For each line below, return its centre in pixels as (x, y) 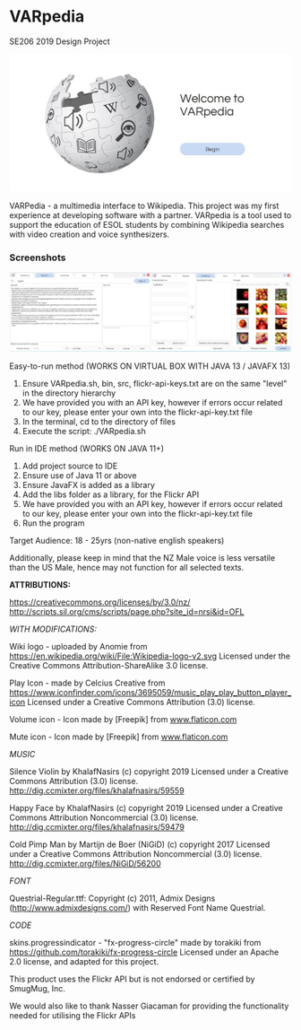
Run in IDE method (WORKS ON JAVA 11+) (86, 449)
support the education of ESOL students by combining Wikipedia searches (147, 224)
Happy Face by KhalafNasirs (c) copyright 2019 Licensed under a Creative (146, 808)
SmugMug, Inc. (37, 989)
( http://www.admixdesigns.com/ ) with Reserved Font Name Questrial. (138, 908)
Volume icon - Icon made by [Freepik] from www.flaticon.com (123, 720)
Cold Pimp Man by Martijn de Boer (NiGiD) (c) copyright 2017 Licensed (140, 844)
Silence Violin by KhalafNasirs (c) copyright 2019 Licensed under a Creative (149, 772)
